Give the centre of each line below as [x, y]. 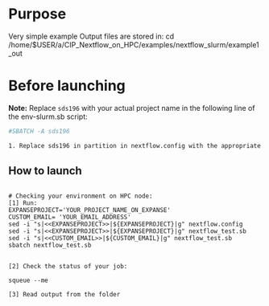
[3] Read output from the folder [64, 295]
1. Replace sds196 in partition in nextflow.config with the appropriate [135, 145]
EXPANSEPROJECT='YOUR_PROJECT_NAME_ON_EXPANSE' [90, 210]
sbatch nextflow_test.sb [50, 246]
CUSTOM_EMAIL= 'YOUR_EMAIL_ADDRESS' [70, 218]
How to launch [45, 171]
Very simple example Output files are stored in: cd [91, 36]
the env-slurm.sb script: [48, 116]
